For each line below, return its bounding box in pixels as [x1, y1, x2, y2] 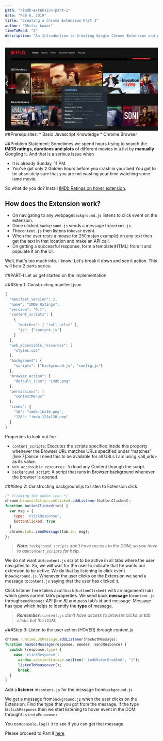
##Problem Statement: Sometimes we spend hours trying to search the [5, 141, 147, 147]
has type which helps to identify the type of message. [5, 603, 113, 609]
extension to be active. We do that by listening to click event [5, 568, 125, 574]
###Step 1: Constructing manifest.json [5, 281, 81, 287]
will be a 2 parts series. [5, 263, 52, 269]
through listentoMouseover [5, 711, 58, 718]
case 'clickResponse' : [14, 653, 60, 658]
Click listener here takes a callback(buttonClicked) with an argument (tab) [5, 588, 154, 593]
